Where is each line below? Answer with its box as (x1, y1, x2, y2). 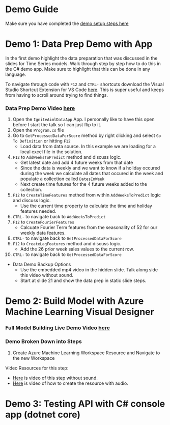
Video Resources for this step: (5, 365, 69, 371)
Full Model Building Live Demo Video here (5, 324, 110, 331)
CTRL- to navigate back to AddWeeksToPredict (12, 214, 106, 220)
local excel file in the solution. (20, 149, 83, 155)
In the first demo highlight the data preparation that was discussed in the (5, 55, 158, 61)
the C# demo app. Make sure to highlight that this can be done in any (5, 66, 150, 72)
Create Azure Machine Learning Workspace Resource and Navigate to (12, 350, 160, 356)
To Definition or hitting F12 (12, 138, 71, 144)
